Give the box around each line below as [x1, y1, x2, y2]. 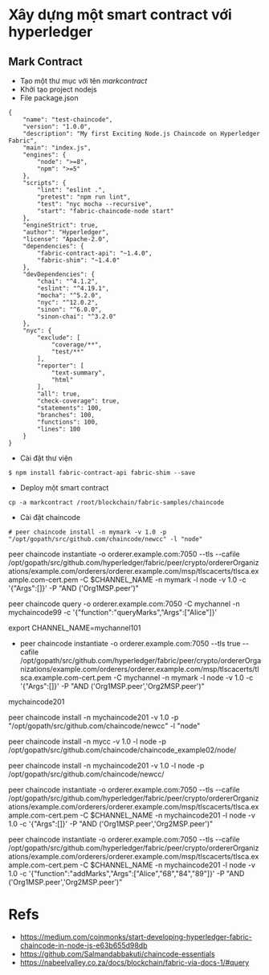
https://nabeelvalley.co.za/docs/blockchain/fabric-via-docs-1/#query [19, 957, 250, 967]
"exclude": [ [37, 334, 81, 342]
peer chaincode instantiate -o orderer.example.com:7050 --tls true [19, 639, 241, 648]
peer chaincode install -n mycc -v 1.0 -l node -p [8, 737, 166, 746]
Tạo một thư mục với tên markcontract [19, 76, 148, 85]
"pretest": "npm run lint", [37, 193, 131, 201]
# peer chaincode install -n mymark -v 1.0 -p [8, 528, 167, 536]
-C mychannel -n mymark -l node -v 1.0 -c [113, 673, 254, 682]
